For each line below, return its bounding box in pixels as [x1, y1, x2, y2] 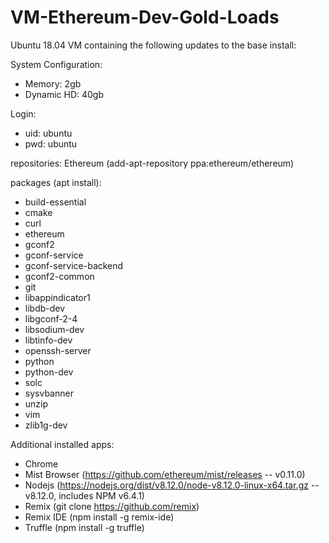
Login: [10, 107, 37, 120]
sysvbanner [24, 387, 74, 399]
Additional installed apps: [10, 438, 115, 450]
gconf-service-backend [24, 259, 124, 271]
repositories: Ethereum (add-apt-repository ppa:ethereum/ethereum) [10, 157, 295, 169]
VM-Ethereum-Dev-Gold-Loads [10, 6, 280, 29]
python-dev [24, 366, 74, 378]
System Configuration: [10, 58, 103, 70]
